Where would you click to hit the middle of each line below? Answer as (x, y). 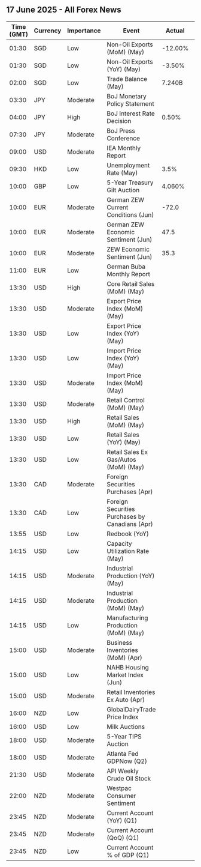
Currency (48, 31)
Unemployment (128, 165)
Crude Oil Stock (129, 778)
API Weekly (123, 771)
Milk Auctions (126, 727)
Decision (119, 121)
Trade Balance (127, 79)
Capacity (120, 543)
